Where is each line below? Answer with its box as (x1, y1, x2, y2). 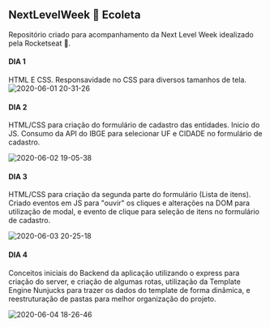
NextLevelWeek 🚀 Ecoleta (8, 8, 141, 22)
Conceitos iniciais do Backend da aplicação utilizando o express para (8, 268, 240, 278)
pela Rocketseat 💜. (8, 38, 71, 48)
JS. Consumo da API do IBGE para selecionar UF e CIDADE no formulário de (8, 129, 263, 139)
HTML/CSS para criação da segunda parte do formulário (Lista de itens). (8, 190, 251, 200)
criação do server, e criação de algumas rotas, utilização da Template (8, 277, 241, 286)
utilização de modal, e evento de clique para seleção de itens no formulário (8, 207, 259, 217)
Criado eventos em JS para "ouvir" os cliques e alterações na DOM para (8, 198, 250, 208)
